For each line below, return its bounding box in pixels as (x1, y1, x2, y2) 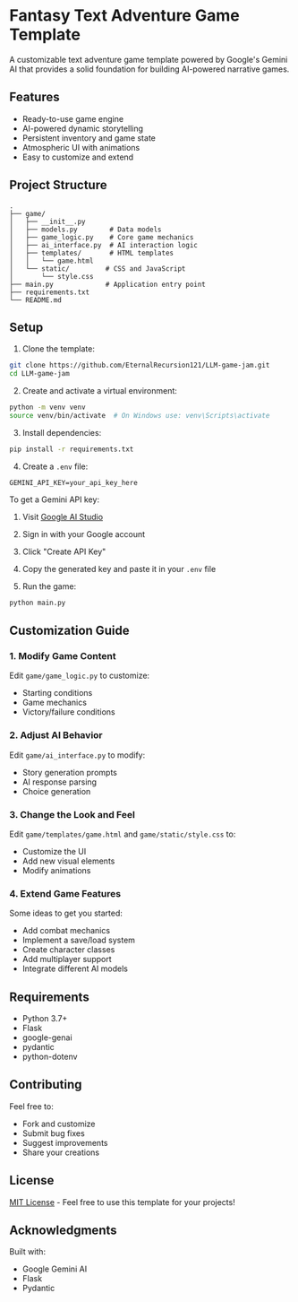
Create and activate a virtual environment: (21, 386, 177, 396)
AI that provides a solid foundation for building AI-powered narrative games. (9, 64, 290, 74)
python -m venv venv (9, 403, 87, 412)
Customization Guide (9, 623, 130, 638)
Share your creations (21, 1147, 100, 1158)
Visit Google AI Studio (21, 511, 104, 522)
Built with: (9, 1246, 47, 1257)
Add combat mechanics (21, 925, 110, 936)
